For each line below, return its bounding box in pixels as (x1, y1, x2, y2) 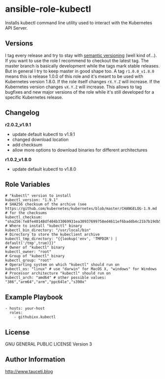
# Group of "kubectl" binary (5, 254, 65, 259)
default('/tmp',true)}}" (5, 241, 56, 246)
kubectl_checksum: (5, 215, 43, 220)
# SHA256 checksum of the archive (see (5, 202, 87, 207)
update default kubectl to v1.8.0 (12, 166, 77, 172)
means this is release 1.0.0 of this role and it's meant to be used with (5, 73, 143, 79)
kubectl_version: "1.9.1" (5, 198, 58, 203)
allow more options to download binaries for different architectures (12, 147, 148, 153)
